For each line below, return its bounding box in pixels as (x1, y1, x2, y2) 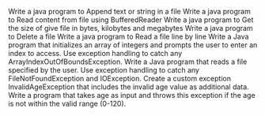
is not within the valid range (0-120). (8, 99, 127, 108)
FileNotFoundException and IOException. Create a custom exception (8, 74, 232, 83)
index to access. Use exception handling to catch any (8, 49, 183, 58)
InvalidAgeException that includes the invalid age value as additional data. (8, 82, 249, 92)
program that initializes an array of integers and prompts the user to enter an (8, 40, 258, 50)
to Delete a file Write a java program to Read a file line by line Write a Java (8, 32, 249, 41)
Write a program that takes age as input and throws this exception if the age (8, 91, 256, 99)
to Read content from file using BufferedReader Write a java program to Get (8, 15, 254, 24)
